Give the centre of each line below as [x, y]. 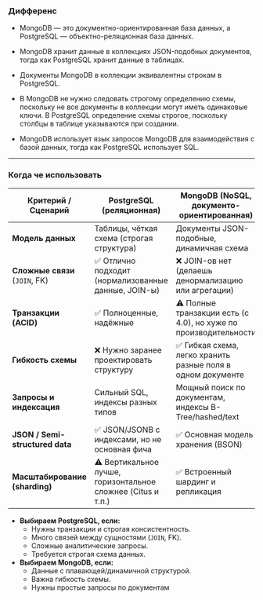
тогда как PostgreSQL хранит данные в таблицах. [102, 60]
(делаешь [194, 270]
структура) [115, 247]
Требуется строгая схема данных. [88, 554]
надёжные [114, 322]
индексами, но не [128, 439]
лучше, [108, 471]
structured [32, 444]
